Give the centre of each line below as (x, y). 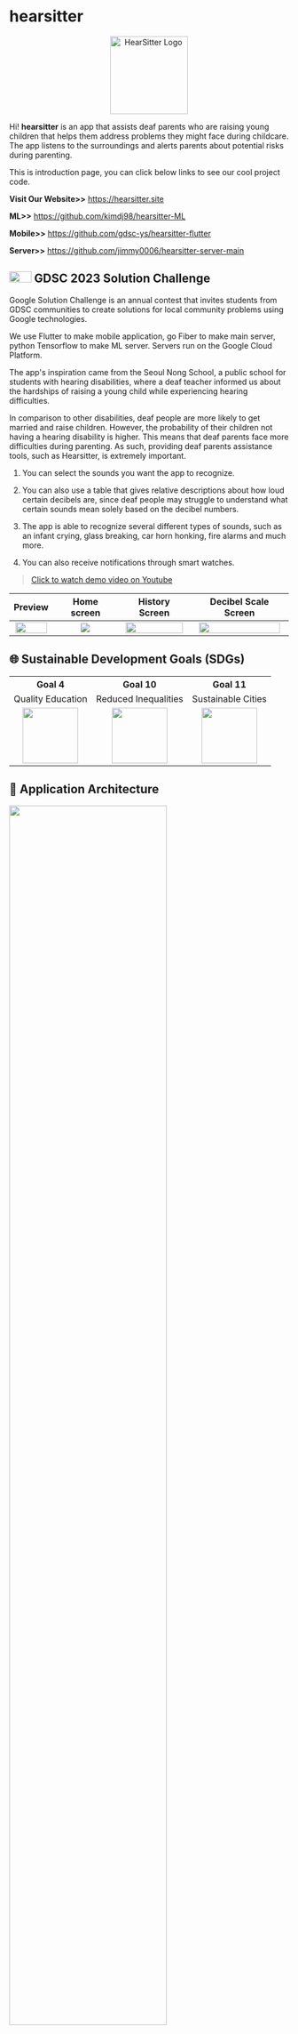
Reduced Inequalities (140, 698)
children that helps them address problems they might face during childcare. (149, 136)
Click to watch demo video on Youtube (102, 579)
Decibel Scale (239, 601)
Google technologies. (48, 318)
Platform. (26, 355)
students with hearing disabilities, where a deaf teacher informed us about (145, 382)
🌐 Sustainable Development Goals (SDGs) (127, 659)
